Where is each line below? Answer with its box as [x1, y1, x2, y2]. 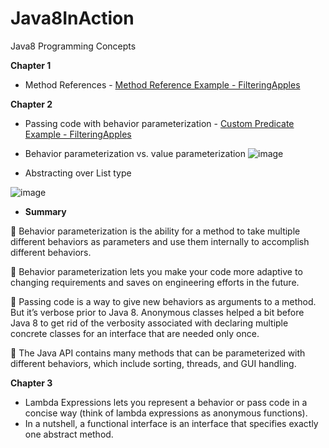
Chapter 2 [10, 98, 53, 110]
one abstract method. [24, 428, 114, 440]
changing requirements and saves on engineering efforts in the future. [10, 276, 300, 288]
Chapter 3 [10, 377, 53, 389]
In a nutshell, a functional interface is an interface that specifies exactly [24, 417, 319, 429]
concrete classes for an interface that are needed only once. [10, 327, 260, 339]
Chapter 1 [10, 59, 52, 71]
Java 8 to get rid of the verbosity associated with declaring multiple [10, 317, 289, 329]
